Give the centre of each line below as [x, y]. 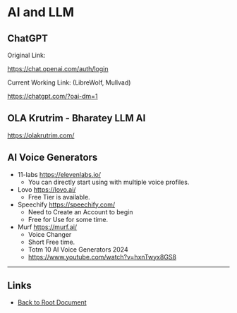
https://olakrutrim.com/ [41, 135]
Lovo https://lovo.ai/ [47, 189]
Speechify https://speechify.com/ [66, 204]
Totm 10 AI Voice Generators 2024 [78, 249]
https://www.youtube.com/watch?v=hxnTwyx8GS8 [102, 257]
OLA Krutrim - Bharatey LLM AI [77, 118]
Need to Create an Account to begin [80, 211]
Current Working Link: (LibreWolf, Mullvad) [69, 82]
